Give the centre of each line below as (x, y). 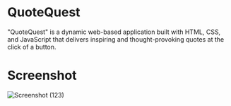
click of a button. (32, 47)
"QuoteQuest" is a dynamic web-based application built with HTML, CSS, (114, 32)
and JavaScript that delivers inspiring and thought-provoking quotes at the (116, 39)
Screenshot (42, 76)
